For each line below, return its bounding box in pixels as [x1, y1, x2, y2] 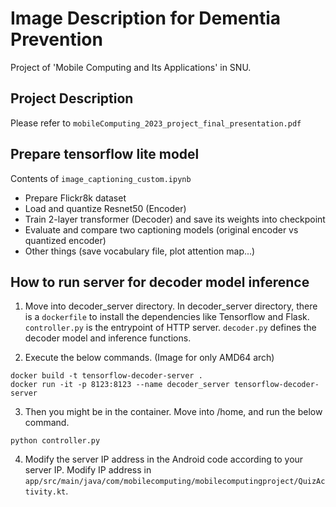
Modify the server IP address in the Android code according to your [24, 453, 304, 466]
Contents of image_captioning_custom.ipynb [10, 172, 192, 184]
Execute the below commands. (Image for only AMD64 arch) [24, 352, 275, 364]
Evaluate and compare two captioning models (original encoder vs [24, 223, 299, 236]
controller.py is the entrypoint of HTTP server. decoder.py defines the [24, 322, 317, 334]
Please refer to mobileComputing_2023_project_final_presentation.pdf [10, 117, 302, 129]
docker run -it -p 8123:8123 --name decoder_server [10, 380, 230, 390]
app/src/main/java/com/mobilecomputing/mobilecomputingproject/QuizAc [24, 477, 326, 487]
